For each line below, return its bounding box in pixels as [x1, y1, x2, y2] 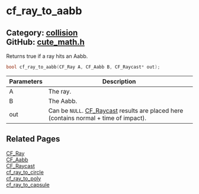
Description [102, 77, 136, 85]
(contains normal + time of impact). [48, 114, 147, 122]
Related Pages [6, 134, 60, 144]
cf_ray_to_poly [6, 174, 41, 182]
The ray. [48, 87, 72, 95]
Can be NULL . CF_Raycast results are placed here [48, 106, 184, 115]
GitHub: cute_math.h [6, 37, 85, 47]
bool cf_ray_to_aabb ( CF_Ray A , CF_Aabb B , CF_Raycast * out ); [6, 64, 161, 70]
